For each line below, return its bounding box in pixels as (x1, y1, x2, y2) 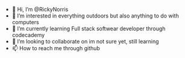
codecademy (11, 31, 45, 39)
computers (11, 19, 39, 25)
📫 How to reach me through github (11, 45, 101, 51)
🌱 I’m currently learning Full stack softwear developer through (11, 25, 166, 32)
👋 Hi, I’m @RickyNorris (11, 6, 69, 13)
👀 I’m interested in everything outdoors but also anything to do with (11, 12, 179, 19)
